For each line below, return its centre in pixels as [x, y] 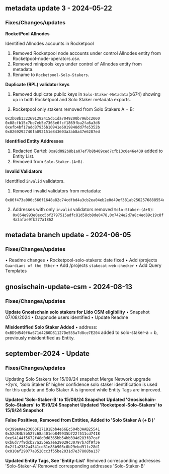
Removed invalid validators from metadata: [57, 190]
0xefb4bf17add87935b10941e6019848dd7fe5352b [53, 127]
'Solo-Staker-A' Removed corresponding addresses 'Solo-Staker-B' [75, 466]
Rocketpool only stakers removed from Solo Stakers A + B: [73, 109]
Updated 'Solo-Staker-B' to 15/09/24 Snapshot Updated [65, 399]
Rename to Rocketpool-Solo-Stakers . [51, 75]
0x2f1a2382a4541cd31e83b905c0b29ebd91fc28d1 [53, 447]
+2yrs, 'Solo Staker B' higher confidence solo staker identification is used [81, 384]
